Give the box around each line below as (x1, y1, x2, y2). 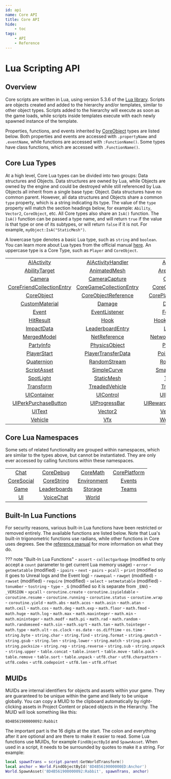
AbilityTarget (24, 267, 55, 274)
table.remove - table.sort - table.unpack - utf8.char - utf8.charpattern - (5, 654, 162, 660)
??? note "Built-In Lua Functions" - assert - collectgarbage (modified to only (5, 556, 165, 562)
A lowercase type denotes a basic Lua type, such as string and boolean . (5, 236, 158, 243)
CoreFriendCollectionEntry (8, 283, 72, 290)
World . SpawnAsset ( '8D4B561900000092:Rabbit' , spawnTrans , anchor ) (5, 769, 149, 774)
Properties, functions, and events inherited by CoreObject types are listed (5, 128, 160, 134)
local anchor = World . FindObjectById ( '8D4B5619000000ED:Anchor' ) (5, 764, 147, 769)
